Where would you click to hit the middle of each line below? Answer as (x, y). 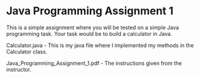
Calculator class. (27, 51)
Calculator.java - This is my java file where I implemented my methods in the (100, 45)
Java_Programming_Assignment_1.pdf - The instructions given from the (94, 63)
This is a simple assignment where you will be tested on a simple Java (93, 27)
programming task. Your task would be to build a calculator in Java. (89, 33)
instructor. (19, 69)
